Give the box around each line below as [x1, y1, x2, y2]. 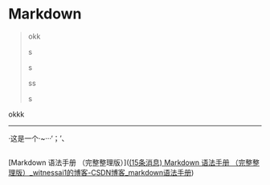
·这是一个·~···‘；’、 [8, 134, 69, 143]
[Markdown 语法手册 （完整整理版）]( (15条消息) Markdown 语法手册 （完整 [8, 158, 253, 167]
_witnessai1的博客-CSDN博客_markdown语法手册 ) [29, 167, 194, 177]
